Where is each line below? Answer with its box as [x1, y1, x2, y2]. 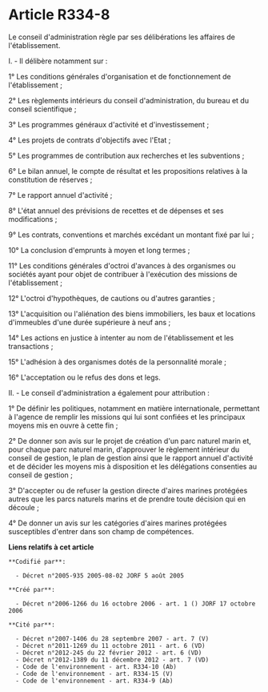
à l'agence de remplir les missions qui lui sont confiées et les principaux [8, 412, 246, 421]
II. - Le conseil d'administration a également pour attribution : [8, 388, 210, 397]
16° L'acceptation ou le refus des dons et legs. [8, 372, 162, 382]
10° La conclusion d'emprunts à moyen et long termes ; [8, 245, 190, 255]
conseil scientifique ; [8, 104, 77, 114]
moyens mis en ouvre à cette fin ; [8, 420, 118, 430]
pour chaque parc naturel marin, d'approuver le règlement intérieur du [8, 445, 240, 454]
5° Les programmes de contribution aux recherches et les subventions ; [8, 151, 245, 160]
